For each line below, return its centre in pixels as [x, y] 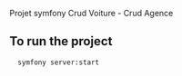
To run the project [61, 41]
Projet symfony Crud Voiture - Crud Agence [91, 13]
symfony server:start [59, 62]
